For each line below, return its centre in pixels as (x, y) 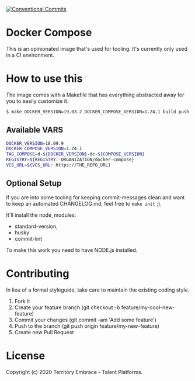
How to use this (44, 79)
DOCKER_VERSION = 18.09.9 (35, 143)
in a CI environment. (30, 55)
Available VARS (35, 130)
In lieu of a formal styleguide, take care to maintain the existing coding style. (98, 290)
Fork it (22, 301)
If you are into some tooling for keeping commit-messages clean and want (95, 197)
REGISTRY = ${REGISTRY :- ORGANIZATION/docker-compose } (70, 160)
